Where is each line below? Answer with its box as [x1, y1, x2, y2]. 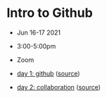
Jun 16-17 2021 [16, 28, 61, 37]
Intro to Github [6, 5, 93, 21]
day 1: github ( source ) [16, 69, 80, 78]
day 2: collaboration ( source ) [16, 82, 101, 91]
